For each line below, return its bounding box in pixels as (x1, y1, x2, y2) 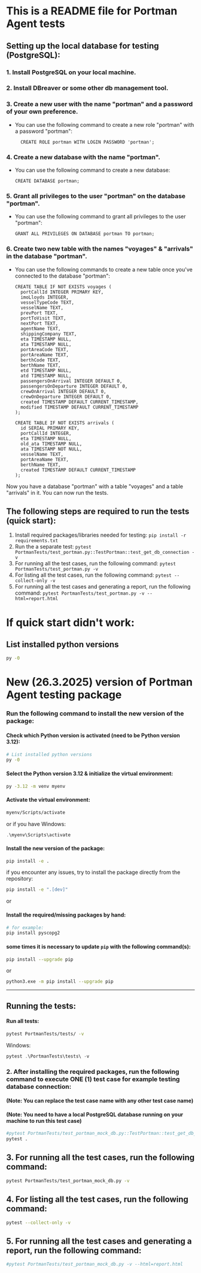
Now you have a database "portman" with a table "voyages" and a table (6, 483, 184, 490)
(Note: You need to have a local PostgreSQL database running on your (6, 1111, 184, 1118)
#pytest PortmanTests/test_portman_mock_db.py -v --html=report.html (6, 1261, 184, 1268)
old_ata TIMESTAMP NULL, (20, 441, 83, 447)
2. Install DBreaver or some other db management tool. (6, 84, 169, 92)
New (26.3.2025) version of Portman (6, 675, 193, 689)
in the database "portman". (6, 252, 88, 261)
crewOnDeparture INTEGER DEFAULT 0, (20, 394, 112, 400)
